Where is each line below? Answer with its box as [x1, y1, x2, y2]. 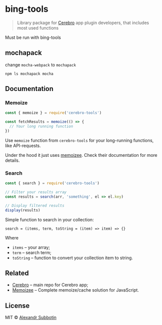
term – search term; [12, 249, 51, 255]
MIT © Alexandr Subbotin [5, 315, 57, 321]
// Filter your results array [5, 190, 67, 195]
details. [5, 157, 20, 163]
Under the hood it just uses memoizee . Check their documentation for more [5, 152, 158, 158]
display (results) [5, 207, 41, 212]
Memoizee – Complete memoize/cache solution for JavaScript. [12, 287, 139, 293]
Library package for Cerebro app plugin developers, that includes [17, 20, 149, 26]
